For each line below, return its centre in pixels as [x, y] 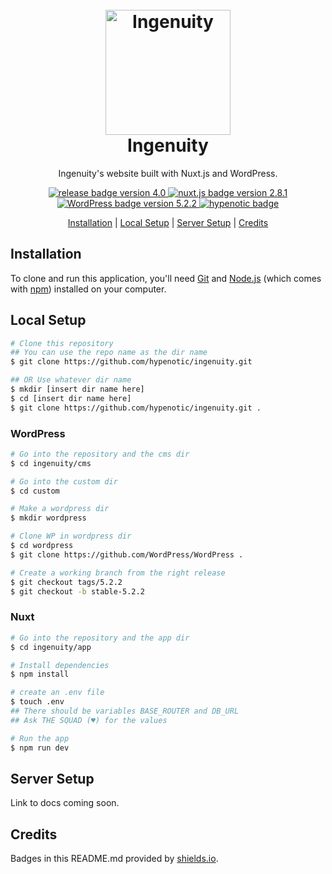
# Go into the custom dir [64, 481]
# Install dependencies [60, 665]
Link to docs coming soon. [65, 803]
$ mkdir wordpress [48, 518]
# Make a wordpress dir [60, 509]
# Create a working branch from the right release [118, 573]
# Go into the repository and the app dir [100, 638]
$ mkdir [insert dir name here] [77, 389]
